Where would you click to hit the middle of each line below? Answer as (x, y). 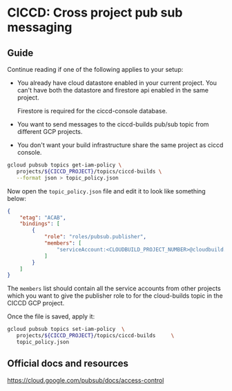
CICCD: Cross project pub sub (95, 13)
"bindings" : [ (40, 224)
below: (17, 198)
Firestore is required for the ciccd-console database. (92, 111)
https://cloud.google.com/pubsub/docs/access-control (86, 380)
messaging (40, 27)
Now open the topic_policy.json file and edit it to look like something (106, 191)
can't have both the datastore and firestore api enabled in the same (113, 90)
